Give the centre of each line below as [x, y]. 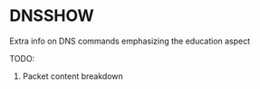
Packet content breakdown [73, 76]
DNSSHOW [52, 16]
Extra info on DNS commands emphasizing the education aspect [130, 41]
